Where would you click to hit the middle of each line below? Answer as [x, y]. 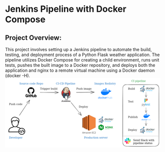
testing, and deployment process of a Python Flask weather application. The [82, 55]
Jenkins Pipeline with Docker [66, 9]
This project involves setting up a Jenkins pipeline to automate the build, [79, 49]
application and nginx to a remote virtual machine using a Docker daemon [80, 70]
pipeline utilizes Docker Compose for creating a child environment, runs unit [82, 60]
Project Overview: [33, 38]
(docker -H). [18, 76]
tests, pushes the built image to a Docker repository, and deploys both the [80, 65]
